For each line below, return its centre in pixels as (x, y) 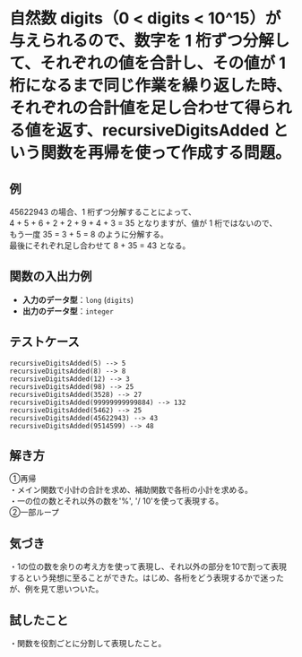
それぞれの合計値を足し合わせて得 (135, 108)
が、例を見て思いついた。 (56, 589)
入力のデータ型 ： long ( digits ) (78, 299)
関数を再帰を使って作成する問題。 (166, 153)
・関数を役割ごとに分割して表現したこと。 (88, 644)
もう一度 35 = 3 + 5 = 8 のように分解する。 (89, 234)
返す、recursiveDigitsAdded (163, 130)
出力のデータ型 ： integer (68, 311)
